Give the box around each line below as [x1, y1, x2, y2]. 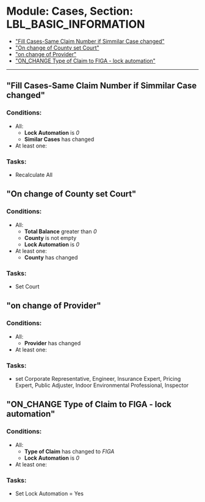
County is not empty [24, 234, 77, 241]
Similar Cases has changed [24, 135, 95, 143]
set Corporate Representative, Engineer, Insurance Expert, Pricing [15, 375, 181, 382]
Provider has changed [24, 339, 81, 347]
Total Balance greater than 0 [24, 228, 97, 235]
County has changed [24, 253, 78, 261]
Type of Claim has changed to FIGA [24, 448, 115, 455]
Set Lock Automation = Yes [15, 490, 84, 497]
